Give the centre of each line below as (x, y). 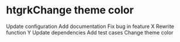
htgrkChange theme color (70, 10)
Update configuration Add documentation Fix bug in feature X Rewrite (90, 26)
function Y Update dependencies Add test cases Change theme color (90, 32)
